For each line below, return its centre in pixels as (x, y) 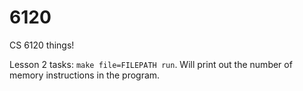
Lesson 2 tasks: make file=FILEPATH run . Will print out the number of (151, 64)
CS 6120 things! (42, 45)
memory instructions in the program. (85, 75)
